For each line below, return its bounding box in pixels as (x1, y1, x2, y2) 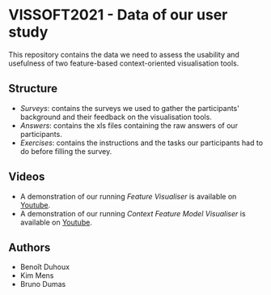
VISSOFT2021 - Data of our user (8, 6, 228, 24)
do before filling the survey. (19, 146, 112, 156)
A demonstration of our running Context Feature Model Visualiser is (19, 208, 246, 218)
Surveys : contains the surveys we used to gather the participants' (19, 103, 240, 113)
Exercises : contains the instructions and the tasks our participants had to (19, 138, 264, 147)
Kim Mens (19, 271, 54, 280)
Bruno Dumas (19, 280, 66, 289)
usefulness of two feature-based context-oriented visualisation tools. (8, 58, 239, 68)
